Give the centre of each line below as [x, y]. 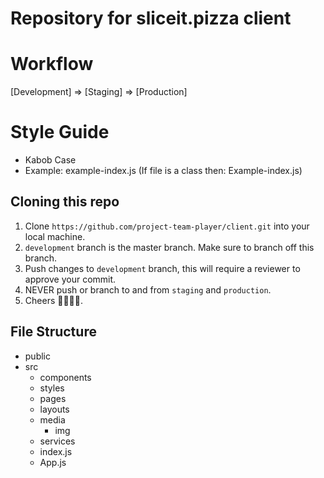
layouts [54, 409]
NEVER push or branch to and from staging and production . [148, 289]
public [37, 356]
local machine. [55, 236]
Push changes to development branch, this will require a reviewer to [162, 268]
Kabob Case [50, 160]
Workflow [52, 64]
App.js [53, 462]
